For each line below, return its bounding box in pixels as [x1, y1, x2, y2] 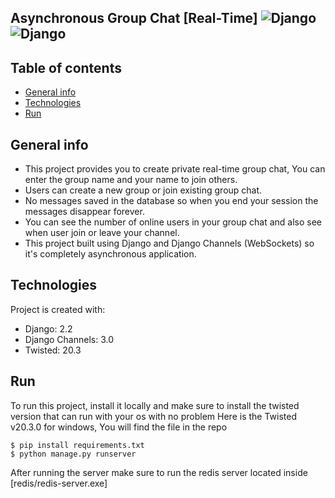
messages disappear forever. [24, 206, 145, 218]
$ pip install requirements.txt [10, 440, 145, 450]
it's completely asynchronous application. [24, 248, 197, 260]
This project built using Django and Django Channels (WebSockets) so [24, 237, 315, 250]
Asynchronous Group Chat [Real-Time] [10, 10, 258, 27]
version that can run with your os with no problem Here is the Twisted [10, 410, 297, 422]
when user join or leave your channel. [24, 227, 180, 239]
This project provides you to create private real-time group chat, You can [24, 163, 326, 175]
